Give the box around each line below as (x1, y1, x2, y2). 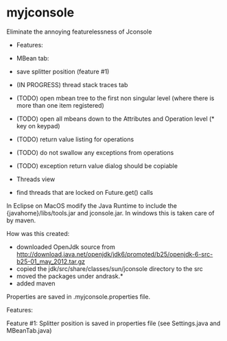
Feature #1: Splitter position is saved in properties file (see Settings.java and (6, 319, 221, 327)
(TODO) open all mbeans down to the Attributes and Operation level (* (16, 115, 215, 123)
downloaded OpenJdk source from (16, 242, 116, 251)
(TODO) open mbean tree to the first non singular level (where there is (16, 94, 215, 102)
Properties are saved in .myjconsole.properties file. (6, 292, 151, 301)
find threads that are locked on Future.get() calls (16, 188, 154, 196)
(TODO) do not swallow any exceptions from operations (16, 148, 174, 156)
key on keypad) (16, 121, 60, 130)
